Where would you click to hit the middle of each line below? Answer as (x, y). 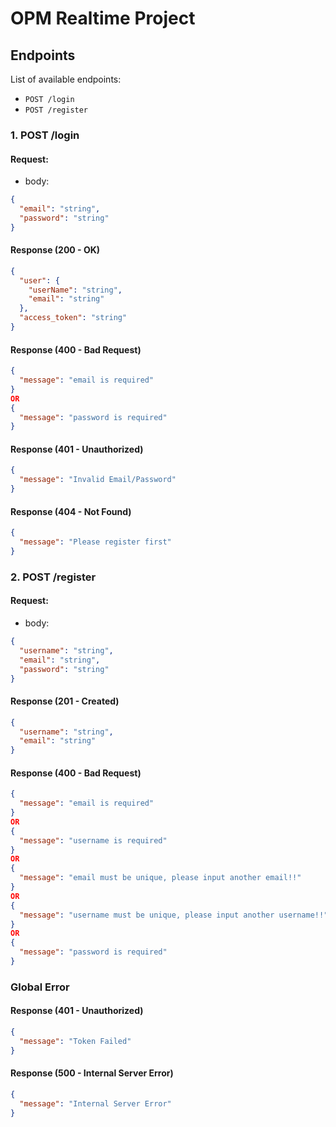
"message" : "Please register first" (95, 542)
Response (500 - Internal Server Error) (92, 1073)
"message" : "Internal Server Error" (95, 1103)
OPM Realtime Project (103, 18)
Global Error (40, 987)
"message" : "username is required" (93, 840)
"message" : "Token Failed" (75, 1041)
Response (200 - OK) (55, 250)
